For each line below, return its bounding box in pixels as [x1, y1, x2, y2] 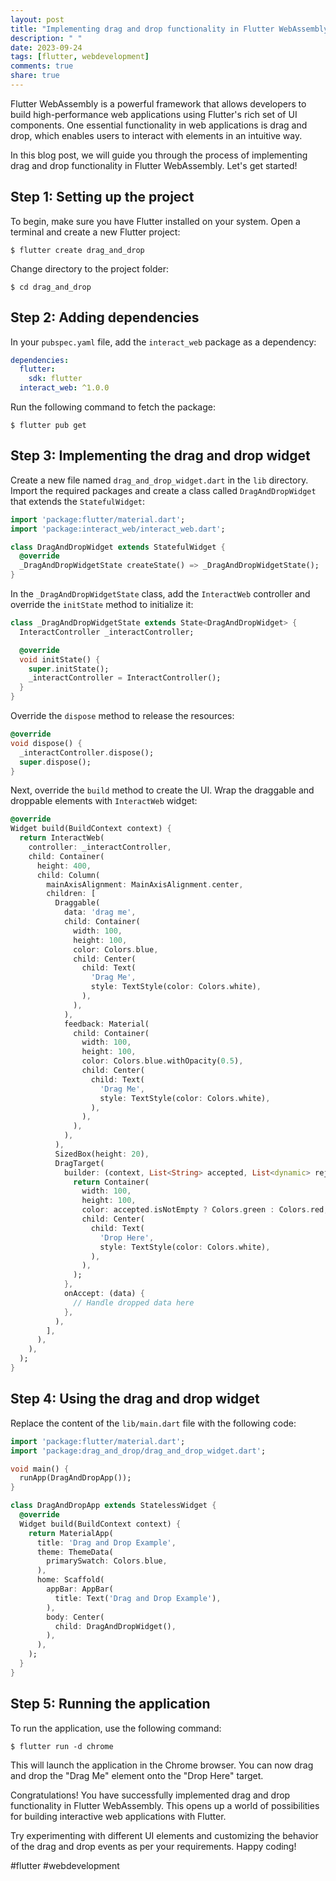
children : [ [46, 889, 97, 899]
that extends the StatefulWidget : [10, 495, 146, 507]
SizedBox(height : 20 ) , [54, 1149, 150, 1159]
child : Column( [36, 870, 101, 880]
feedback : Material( [63, 1019, 150, 1029]
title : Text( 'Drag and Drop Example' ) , [54, 1593, 222, 1603]
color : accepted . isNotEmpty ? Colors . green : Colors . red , [81, 1205, 329, 1215]
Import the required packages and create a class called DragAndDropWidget [10, 484, 317, 496]
